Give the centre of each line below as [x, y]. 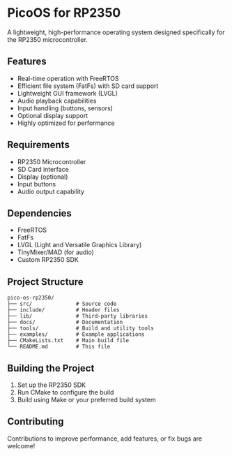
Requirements [38, 145]
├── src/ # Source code [62, 304]
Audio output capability [51, 191]
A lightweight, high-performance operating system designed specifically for [116, 32]
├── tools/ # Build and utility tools [81, 329]
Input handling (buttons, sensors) [65, 108]
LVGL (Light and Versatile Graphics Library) [79, 245]
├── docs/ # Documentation [65, 323]
